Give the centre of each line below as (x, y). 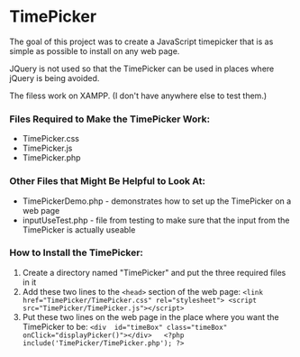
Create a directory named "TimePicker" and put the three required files (154, 272)
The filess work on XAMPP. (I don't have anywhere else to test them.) (138, 96)
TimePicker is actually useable (79, 229)
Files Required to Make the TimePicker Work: (109, 119)
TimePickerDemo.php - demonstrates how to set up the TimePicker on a (157, 201)
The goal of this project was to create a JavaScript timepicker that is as (141, 41)
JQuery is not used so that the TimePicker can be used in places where (142, 69)
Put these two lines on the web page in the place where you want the (150, 316)
